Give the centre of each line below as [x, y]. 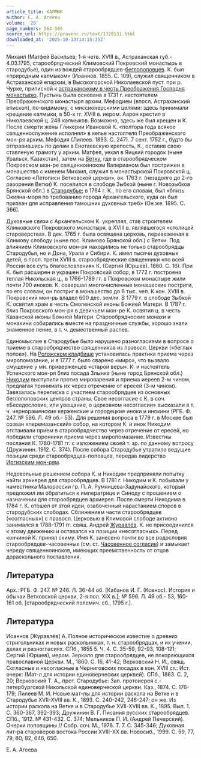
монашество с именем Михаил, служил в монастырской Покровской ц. [99, 171]
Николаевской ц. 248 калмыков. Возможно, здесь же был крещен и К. [97, 120]
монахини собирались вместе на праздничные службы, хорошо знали [97, 323]
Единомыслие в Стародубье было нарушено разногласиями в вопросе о [100, 341]
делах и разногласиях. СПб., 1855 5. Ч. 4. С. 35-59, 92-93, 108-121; [91, 649]
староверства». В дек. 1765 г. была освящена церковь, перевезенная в [97, 234]
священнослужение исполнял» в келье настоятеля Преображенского [96, 133]
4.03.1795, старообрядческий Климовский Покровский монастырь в [94, 63]
